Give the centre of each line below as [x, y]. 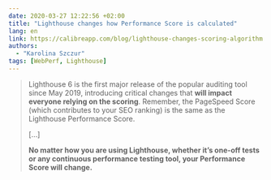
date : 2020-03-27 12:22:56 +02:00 [67, 16]
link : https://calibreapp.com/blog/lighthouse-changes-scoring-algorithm [136, 39]
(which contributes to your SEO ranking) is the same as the [127, 109]
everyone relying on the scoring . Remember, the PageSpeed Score [142, 101]
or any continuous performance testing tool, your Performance [137, 158]
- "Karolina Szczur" [50, 54]
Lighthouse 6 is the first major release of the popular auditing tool [138, 84]
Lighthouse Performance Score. [82, 118]
